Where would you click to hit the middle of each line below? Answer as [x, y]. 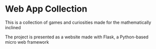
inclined [13, 27]
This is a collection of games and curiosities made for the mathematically [78, 22]
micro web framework [27, 42]
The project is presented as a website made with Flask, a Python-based [77, 37]
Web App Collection [46, 9]
